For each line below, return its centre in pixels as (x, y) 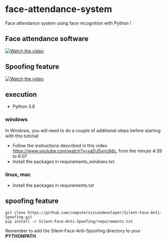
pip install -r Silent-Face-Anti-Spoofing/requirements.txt (69, 221)
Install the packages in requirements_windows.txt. (64, 161)
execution (21, 94)
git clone (15, 212)
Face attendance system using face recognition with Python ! (68, 23)
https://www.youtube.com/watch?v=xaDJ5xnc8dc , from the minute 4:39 (87, 151)
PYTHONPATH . (21, 236)
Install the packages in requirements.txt (53, 185)
